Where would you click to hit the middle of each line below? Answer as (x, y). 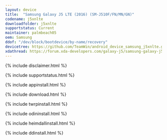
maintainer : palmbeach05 (31, 33)
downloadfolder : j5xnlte (31, 24)
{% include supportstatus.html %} (40, 75)
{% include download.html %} (36, 94)
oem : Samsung (19, 38)
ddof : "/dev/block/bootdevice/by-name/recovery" (56, 42)
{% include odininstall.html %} (36, 113)
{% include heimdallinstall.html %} (40, 123)
